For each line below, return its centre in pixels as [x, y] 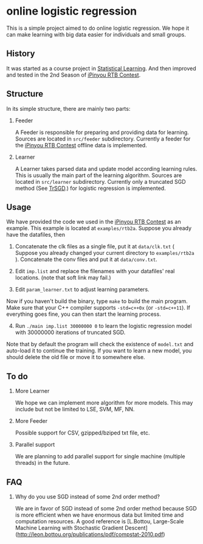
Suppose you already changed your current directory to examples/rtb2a [105, 253]
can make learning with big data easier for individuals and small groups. [96, 34]
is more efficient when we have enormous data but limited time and [99, 515]
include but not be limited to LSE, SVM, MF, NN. [75, 410]
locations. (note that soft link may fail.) [63, 277]
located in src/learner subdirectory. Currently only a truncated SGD [101, 181]
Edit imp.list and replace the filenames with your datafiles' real [95, 271]
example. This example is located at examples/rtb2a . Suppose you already [99, 228]
